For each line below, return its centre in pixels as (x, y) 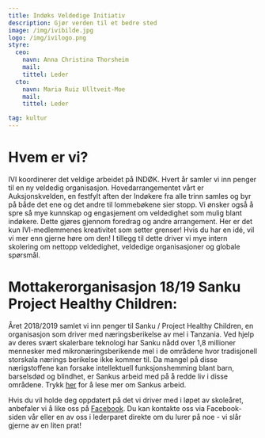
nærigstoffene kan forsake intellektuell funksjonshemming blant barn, (121, 368)
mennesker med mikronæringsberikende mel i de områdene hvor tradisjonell (133, 351)
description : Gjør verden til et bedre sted (83, 23)
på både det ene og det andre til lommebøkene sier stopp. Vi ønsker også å (131, 204)
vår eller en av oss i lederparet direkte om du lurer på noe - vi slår (134, 417)
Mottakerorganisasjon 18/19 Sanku (125, 287)
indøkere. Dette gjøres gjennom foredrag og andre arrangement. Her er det (131, 221)
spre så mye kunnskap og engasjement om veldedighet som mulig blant (125, 213)
